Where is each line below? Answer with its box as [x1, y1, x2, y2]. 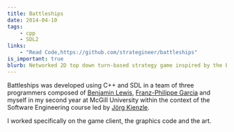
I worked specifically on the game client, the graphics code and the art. [7, 116, 212, 125]
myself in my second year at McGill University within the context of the [7, 95, 210, 104]
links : [7, 42, 26, 49]
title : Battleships [7, 10, 64, 17]
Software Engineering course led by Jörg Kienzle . [7, 103, 150, 111]
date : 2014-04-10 [7, 17, 58, 24]
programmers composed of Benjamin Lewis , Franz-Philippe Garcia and [7, 88, 211, 97]
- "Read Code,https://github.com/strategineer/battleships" [19, 49, 198, 56]
